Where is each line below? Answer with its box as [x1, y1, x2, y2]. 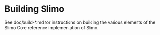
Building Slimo [4, 3, 65, 15]
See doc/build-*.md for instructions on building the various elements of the [4, 19, 156, 25]
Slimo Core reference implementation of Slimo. [4, 24, 99, 30]
